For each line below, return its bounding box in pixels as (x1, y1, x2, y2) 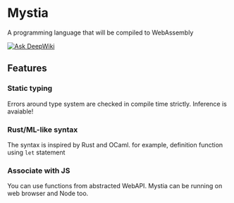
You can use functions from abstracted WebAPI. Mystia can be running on (7, 182, 223, 190)
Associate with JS (7, 166, 70, 176)
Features (7, 62, 47, 75)
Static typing (7, 83, 53, 93)
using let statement (7, 148, 66, 156)
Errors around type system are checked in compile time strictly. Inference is (7, 99, 227, 108)
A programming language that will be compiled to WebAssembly (7, 28, 194, 37)
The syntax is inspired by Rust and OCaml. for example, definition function (7, 140, 223, 149)
